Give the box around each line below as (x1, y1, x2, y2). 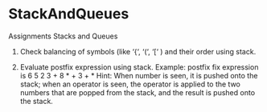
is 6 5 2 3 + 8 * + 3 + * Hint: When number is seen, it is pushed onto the (19, 70, 258, 80)
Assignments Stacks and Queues (8, 31, 118, 41)
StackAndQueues (8, 5, 129, 23)
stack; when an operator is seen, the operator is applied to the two (19, 79, 241, 89)
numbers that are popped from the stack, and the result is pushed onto (19, 87, 256, 97)
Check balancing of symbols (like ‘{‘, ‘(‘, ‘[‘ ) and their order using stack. (19, 46, 257, 56)
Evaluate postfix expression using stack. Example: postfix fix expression (19, 62, 259, 72)
